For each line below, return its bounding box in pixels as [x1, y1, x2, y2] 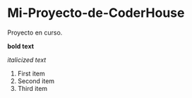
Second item [17, 76, 55, 85]
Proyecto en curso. [7, 28, 63, 37]
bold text [7, 42, 34, 50]
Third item [17, 84, 48, 92]
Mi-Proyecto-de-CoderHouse [7, 5, 185, 21]
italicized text [7, 55, 47, 64]
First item [17, 69, 45, 78]
